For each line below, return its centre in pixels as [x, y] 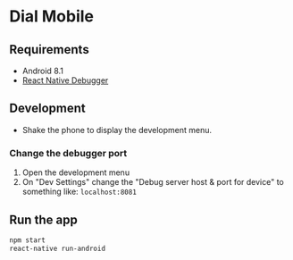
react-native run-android [57, 248]
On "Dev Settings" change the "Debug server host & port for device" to [153, 182]
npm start [28, 240]
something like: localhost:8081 [79, 192]
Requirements [49, 50]
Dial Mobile [52, 17]
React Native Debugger [65, 80]
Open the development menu [76, 172]
